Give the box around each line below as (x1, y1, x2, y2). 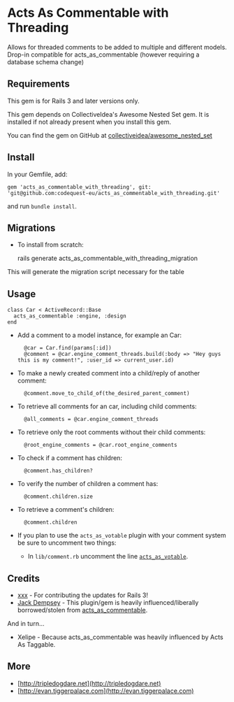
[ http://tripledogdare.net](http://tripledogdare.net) (17, 679, 161, 687)
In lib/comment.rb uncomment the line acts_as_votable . (27, 552, 189, 561)
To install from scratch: (17, 241, 84, 249)
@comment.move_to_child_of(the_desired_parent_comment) (24, 390, 190, 397)
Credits (7, 572, 41, 585)
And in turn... (7, 619, 45, 627)
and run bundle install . (7, 201, 77, 210)
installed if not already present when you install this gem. (7, 117, 171, 126)
